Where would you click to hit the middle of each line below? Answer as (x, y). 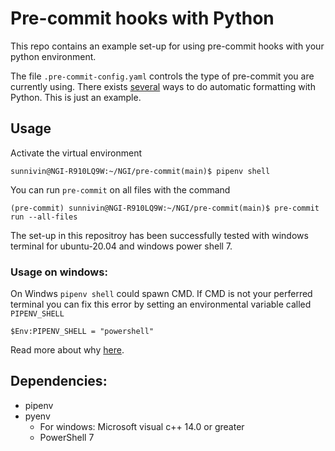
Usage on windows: (59, 272)
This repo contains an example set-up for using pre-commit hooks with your (167, 46)
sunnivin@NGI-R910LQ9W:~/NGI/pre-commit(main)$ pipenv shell (140, 171)
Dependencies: (59, 381)
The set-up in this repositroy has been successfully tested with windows (159, 235)
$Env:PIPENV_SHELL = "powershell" (82, 332)
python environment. (53, 56)
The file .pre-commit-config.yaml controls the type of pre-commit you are (162, 76)
